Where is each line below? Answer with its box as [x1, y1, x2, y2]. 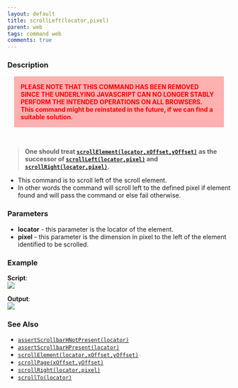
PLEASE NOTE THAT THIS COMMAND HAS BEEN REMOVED [21, 83, 200, 91]
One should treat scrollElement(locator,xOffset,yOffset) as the [24, 147, 217, 156]
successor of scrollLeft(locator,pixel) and [24, 155, 158, 164]
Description [7, 60, 49, 70]
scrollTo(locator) [17, 375, 72, 382]
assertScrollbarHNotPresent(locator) [17, 337, 130, 344]
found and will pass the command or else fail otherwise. [17, 191, 181, 200]
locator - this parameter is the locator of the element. [17, 224, 174, 234]
